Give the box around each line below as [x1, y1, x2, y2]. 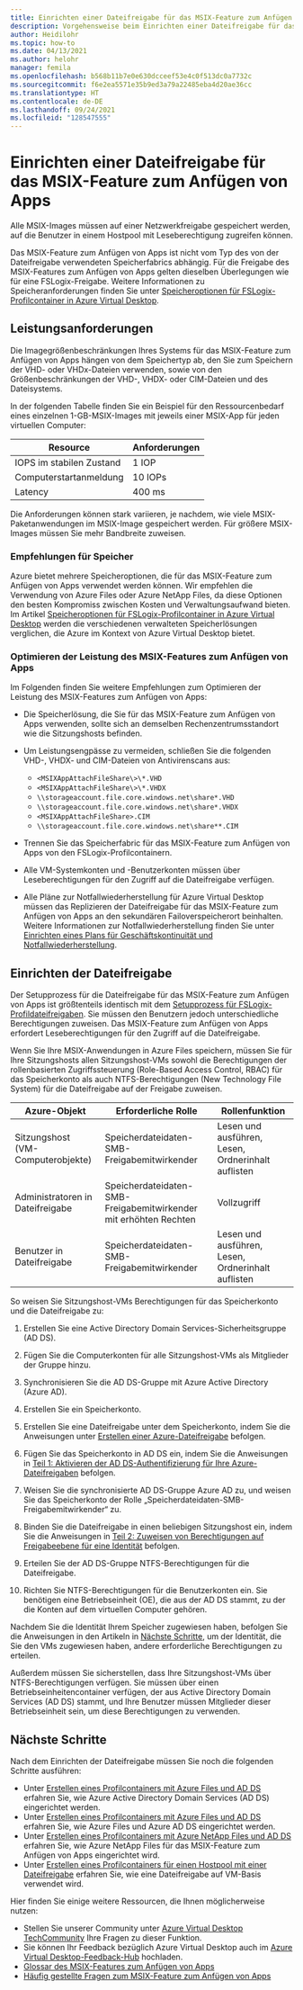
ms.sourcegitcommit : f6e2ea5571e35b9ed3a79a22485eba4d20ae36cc [10, 80, 253, 89]
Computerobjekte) [14, 1153, 93, 1166]
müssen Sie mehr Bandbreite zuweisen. [39, 527, 187, 538]
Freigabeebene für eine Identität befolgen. [22, 1540, 181, 1552]
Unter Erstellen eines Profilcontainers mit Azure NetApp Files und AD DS [22, 1831, 291, 1842]
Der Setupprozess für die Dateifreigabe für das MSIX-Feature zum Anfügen [10, 990, 290, 1000]
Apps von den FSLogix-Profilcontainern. [22, 847, 173, 858]
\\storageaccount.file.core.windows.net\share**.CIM [36, 822, 239, 831]
